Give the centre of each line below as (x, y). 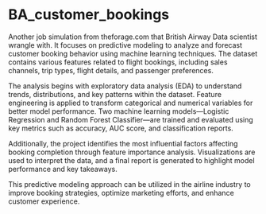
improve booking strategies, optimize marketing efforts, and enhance (121, 193)
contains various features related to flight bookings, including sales (118, 62)
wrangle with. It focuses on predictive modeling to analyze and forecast (125, 45)
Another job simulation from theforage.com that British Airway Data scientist (133, 37)
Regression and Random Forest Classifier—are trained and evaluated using (131, 119)
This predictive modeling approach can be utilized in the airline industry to (130, 184)
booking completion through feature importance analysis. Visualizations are (132, 152)
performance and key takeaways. (63, 169)
